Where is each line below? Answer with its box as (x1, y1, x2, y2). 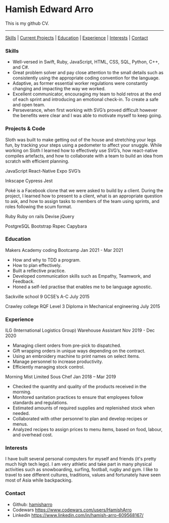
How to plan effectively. (12, 262, 62, 268)
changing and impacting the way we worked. (12, 86, 106, 92)
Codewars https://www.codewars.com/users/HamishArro (12, 506, 132, 513)
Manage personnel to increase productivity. (12, 358, 103, 364)
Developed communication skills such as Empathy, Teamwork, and (12, 273, 151, 279)
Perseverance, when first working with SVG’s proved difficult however (12, 107, 157, 113)
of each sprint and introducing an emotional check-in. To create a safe (12, 96, 158, 102)
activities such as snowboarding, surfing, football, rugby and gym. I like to (5, 466, 158, 473)
